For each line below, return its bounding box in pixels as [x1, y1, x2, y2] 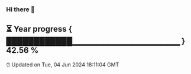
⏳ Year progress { [6, 24, 73, 34]
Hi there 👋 [6, 5, 35, 14]
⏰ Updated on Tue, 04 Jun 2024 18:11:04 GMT [6, 61, 119, 68]
